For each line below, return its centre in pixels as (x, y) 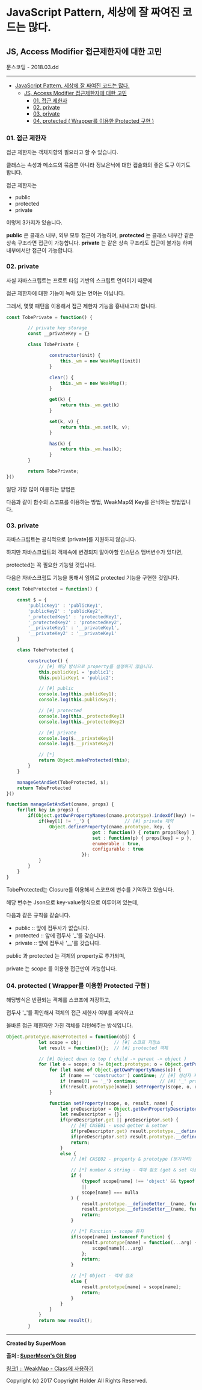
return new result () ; (66, 1321)
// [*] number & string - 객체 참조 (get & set (129, 1170)
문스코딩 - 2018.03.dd (32, 67)
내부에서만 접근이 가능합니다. (40, 250)
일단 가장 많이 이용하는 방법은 (41, 489)
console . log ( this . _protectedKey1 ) (81, 716)
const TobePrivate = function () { (50, 317)
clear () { (61, 377)
